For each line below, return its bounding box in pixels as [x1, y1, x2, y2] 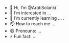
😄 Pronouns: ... [9, 28, 42, 34]
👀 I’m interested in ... [9, 10, 51, 16]
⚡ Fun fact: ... [9, 34, 37, 39]
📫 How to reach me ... [9, 21, 55, 27]
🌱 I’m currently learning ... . [9, 15, 65, 21]
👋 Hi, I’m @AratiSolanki [9, 5, 56, 10]
